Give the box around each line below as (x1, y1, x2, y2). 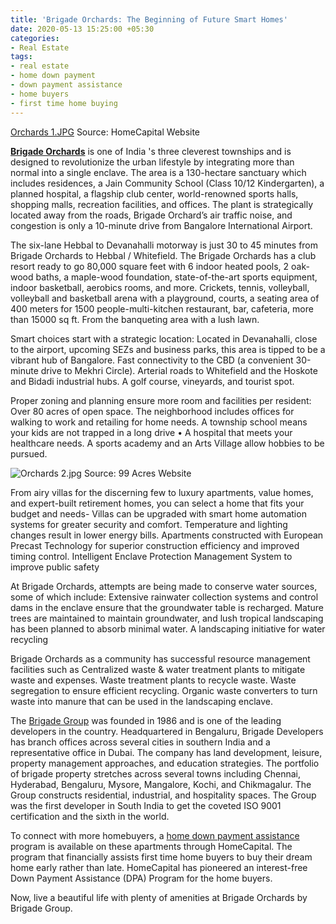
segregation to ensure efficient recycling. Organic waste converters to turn (10, 684, 318, 696)
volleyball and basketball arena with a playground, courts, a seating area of (10, 292, 320, 304)
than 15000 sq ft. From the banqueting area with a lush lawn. (10, 313, 260, 325)
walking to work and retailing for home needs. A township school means (10, 416, 308, 428)
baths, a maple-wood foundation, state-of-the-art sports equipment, (35, 271, 318, 283)
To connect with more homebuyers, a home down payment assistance (10, 829, 300, 841)
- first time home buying (10, 98, 118, 108)
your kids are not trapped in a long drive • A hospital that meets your (10, 426, 293, 438)
